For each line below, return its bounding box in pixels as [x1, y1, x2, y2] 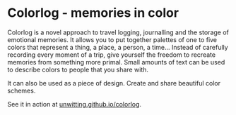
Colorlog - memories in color [7, 5, 179, 21]
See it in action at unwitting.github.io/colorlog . [7, 100, 142, 108]
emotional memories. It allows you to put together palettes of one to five [7, 35, 218, 43]
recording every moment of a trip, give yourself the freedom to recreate [7, 50, 216, 59]
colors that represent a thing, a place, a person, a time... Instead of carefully [7, 43, 228, 51]
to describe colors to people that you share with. [7, 65, 148, 74]
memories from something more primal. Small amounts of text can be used [7, 57, 225, 66]
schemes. [7, 86, 36, 95]
